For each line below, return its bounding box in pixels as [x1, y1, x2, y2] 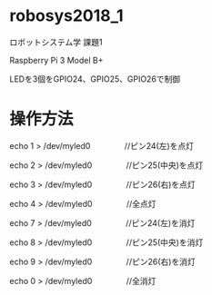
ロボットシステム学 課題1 [9, 36, 103, 47]
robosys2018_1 [9, 5, 125, 26]
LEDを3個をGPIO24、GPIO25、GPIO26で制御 [9, 74, 181, 84]
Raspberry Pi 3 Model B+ [9, 54, 104, 65]
